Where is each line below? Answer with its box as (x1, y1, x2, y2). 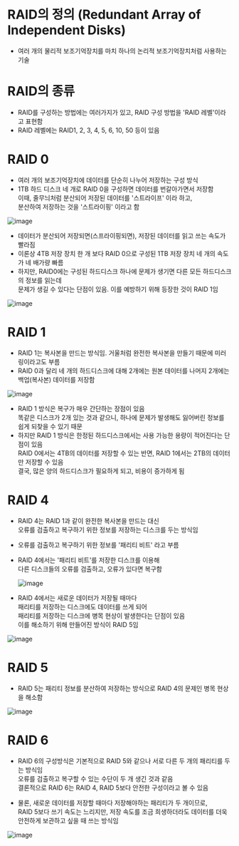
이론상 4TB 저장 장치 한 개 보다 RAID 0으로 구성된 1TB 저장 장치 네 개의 (17, 249, 216, 257)
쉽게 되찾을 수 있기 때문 (17, 422, 83, 430)
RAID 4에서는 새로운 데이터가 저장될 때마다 (17, 593, 137, 602)
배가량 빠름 (33, 258, 64, 267)
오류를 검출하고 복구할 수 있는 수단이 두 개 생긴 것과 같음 (17, 774, 174, 783)
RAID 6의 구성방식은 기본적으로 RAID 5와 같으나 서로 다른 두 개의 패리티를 (17, 756, 223, 765)
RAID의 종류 (7, 83, 75, 100)
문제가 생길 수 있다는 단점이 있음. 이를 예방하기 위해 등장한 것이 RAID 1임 (17, 284, 218, 293)
